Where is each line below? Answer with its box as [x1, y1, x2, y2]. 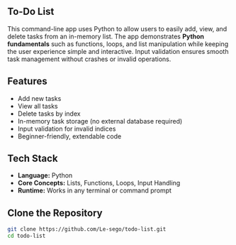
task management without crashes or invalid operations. [7, 55, 172, 63]
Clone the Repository [7, 207, 103, 219]
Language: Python [17, 171, 73, 180]
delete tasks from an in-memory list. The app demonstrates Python [7, 32, 204, 40]
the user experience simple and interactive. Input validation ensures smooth [7, 47, 229, 55]
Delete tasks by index [17, 109, 81, 118]
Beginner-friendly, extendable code [17, 131, 122, 141]
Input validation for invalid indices [17, 124, 116, 133]
